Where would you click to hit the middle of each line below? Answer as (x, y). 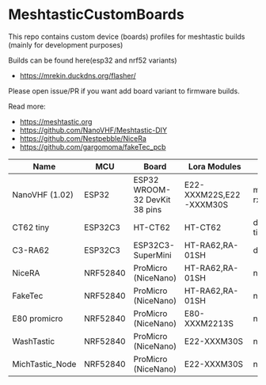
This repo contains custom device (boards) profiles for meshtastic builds (127, 36)
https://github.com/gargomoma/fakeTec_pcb (93, 147)
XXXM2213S (209, 323)
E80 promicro (38, 318)
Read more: (27, 106)
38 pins (148, 209)
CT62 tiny (31, 227)
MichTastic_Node (44, 364)
